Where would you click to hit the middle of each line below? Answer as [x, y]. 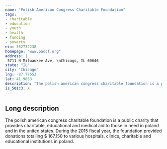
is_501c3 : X [17, 88]
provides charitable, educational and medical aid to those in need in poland [82, 126]
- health [14, 33]
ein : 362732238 [21, 47]
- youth [13, 28]
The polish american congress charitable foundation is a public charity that [82, 120]
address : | [16, 56]
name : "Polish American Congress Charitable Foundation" [65, 10]
